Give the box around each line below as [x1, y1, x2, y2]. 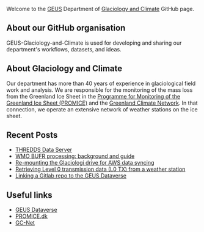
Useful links [6, 190, 53, 200]
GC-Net [15, 219, 35, 226]
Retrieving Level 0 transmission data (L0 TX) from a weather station [15, 165, 186, 173]
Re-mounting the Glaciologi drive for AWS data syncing [15, 159, 155, 167]
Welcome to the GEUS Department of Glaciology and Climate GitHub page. [6, 6, 194, 12]
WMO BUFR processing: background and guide [15, 152, 135, 160]
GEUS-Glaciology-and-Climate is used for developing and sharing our [6, 39, 182, 47]
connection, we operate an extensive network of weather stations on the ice [6, 105, 199, 113]
